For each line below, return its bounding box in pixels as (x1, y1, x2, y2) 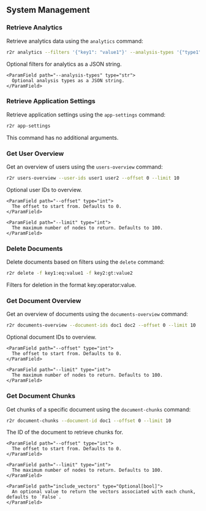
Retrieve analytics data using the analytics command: (6, 37, 143, 45)
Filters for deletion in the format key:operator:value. (6, 282, 137, 289)
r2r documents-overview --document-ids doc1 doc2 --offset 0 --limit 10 (6, 322, 196, 329)
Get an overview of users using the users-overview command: (6, 163, 163, 171)
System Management (6, 5, 90, 15)
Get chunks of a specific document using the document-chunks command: (6, 405, 191, 413)
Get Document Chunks (6, 392, 75, 401)
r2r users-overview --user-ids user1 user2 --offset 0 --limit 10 (6, 175, 180, 182)
